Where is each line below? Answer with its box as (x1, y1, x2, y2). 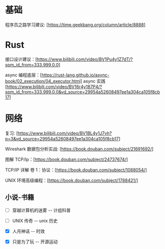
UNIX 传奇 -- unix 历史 (12, 217, 58, 223)
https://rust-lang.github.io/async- (41, 72, 110, 78)
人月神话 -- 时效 (12, 228, 45, 234)
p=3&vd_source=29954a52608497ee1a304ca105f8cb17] (5, 136, 121, 142)
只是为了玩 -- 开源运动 (12, 239, 58, 245)
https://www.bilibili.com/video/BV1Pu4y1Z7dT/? (36, 56, 133, 62)
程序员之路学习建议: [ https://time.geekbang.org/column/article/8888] (5, 22, 146, 28)
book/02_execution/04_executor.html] (5, 78, 82, 84)
